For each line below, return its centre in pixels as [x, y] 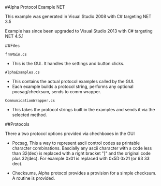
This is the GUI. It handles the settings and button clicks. [68, 63]
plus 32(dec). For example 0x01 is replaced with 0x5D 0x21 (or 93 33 [81, 158]
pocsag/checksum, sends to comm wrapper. [57, 92]
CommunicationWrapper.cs [30, 101]
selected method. [29, 115]
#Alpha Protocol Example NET [35, 7]
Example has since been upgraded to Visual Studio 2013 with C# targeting [79, 31]
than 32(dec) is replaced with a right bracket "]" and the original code [81, 153]
